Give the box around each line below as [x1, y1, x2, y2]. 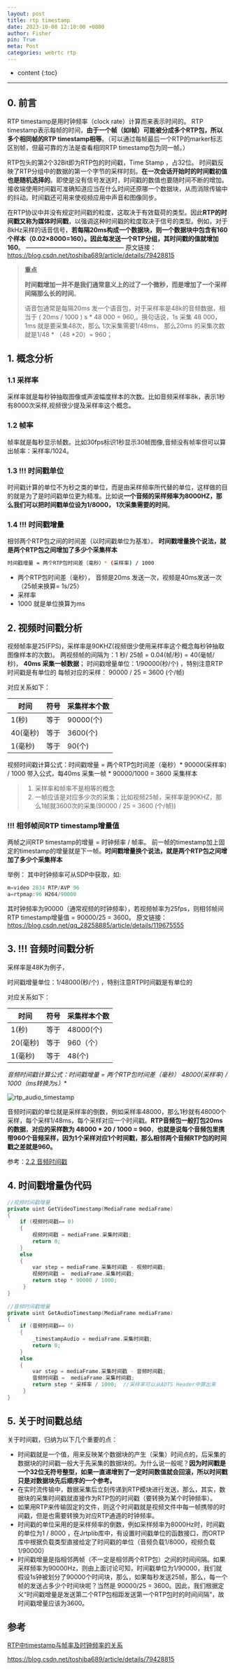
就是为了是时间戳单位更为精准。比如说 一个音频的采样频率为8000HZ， [13, 492, 217, 500]
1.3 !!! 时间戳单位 [7, 466, 64, 475]
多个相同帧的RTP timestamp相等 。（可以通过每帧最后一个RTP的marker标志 [7, 134, 223, 143]
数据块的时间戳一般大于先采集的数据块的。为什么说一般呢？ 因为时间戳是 [17, 1459, 226, 1467]
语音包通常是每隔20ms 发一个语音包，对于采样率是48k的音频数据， [24, 304, 220, 312]
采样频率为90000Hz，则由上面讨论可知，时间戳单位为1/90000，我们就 [17, 1564, 222, 1572]
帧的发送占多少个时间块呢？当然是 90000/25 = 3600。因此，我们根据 [17, 1581, 218, 1589]
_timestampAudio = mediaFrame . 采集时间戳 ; [32, 1335, 152, 1342]
